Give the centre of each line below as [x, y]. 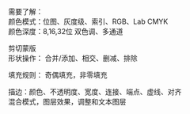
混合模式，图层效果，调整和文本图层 [67, 102]
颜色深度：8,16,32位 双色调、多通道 [66, 31]
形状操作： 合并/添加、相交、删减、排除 [73, 58]
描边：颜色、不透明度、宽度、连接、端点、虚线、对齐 [95, 92]
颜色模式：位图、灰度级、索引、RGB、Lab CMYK [88, 21]
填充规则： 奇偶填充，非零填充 [58, 75]
